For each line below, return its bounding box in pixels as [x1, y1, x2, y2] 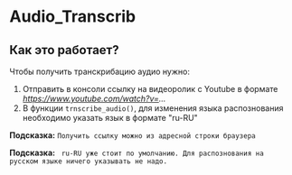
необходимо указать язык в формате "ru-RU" [22, 113, 199, 123]
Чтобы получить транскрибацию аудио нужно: [9, 66, 190, 77]
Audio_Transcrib [9, 6, 137, 27]
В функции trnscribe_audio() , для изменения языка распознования [22, 103, 284, 114]
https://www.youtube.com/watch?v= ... [22, 93, 166, 104]
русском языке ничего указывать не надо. [9, 157, 168, 166]
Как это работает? [9, 42, 119, 58]
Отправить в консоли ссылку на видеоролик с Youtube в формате [22, 84, 278, 94]
